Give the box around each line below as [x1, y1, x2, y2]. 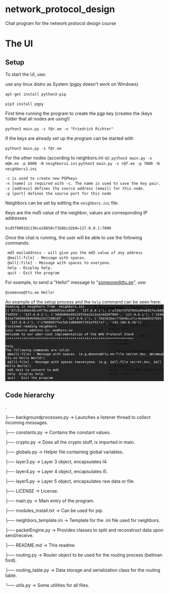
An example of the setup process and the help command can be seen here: [5, 299, 162, 305]
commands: [5, 240, 30, 246]
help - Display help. [7, 265, 53, 270]
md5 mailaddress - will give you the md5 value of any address [7, 250, 143, 255]
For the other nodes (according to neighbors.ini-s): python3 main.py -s [5, 155, 152, 161]
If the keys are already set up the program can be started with [5, 135, 134, 141]
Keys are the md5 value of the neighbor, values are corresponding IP [5, 209, 147, 215]
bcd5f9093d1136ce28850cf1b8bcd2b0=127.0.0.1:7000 [5, 225, 112, 230]
